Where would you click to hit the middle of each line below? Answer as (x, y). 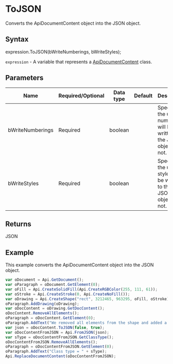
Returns (19, 224)
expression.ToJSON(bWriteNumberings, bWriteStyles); (63, 51)
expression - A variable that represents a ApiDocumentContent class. (79, 62)
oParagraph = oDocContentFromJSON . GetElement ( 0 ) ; (60, 347)
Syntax (17, 39)
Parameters (24, 78)
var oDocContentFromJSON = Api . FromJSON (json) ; (57, 332)
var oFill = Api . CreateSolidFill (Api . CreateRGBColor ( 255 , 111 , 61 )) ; (82, 289)
